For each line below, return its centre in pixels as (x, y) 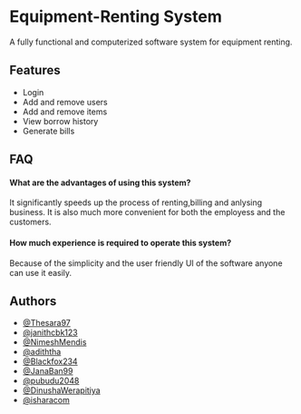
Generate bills (49, 131)
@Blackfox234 (50, 361)
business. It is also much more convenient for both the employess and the (147, 212)
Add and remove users (65, 102)
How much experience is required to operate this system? (121, 242)
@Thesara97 (46, 323)
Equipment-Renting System (116, 17)
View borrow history (60, 121)
